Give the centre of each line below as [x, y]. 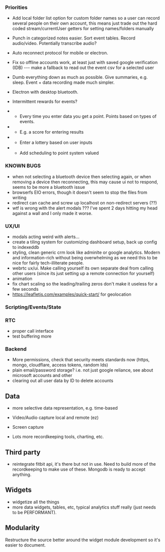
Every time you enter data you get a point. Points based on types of [88, 116]
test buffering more [32, 336]
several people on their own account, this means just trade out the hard [85, 23]
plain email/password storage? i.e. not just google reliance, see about [83, 370]
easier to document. [25, 545]
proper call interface [33, 331]
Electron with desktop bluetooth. [45, 92]
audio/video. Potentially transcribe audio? [54, 43]
